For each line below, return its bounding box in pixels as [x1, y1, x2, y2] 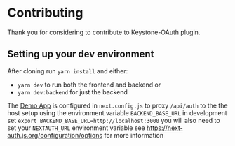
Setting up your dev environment [7, 48, 154, 60]
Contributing [7, 5, 83, 21]
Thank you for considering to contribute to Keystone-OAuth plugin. [7, 28, 201, 36]
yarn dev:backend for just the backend [17, 87, 128, 96]
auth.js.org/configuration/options [7, 131, 103, 139]
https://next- [146, 124, 184, 132]
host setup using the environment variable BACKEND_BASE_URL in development [7, 108, 228, 117]
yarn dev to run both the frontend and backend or [17, 80, 161, 89]
